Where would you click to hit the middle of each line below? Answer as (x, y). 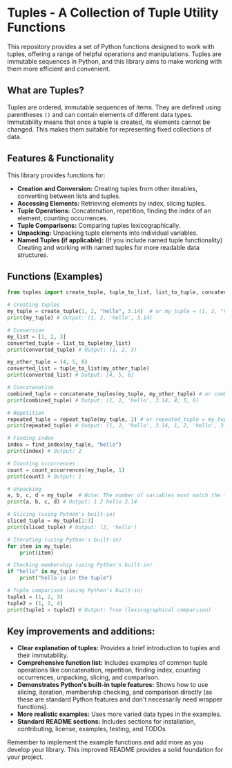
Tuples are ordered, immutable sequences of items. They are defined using (114, 107)
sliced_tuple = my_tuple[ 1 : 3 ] (51, 521)
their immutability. (43, 655)
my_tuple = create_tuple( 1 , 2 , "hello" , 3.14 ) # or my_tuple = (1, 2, (112, 312)
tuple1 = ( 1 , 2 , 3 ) (35, 597)
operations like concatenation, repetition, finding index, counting (109, 670)
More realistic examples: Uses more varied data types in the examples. (119, 714)
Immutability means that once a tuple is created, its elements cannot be (109, 122)
